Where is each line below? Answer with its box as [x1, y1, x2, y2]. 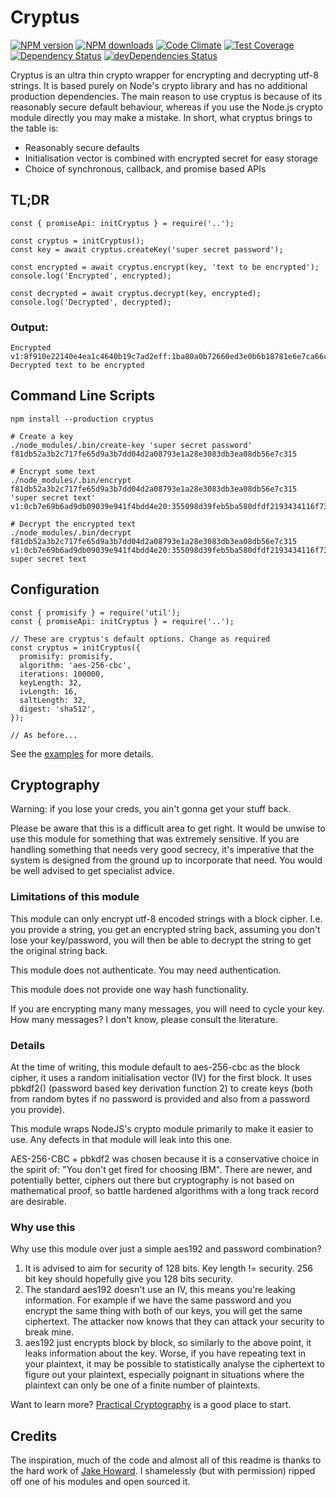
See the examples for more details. [10, 747, 154, 760]
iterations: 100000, [19, 669, 105, 679]
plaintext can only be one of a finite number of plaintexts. [24, 1379, 261, 1391]
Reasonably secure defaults [24, 141, 140, 153]
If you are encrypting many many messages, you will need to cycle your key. [10, 1002, 325, 1015]
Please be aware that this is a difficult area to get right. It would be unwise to [10, 822, 326, 835]
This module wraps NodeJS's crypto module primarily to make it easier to [10, 1123, 314, 1135]
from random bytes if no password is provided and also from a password [10, 1093, 311, 1105]
